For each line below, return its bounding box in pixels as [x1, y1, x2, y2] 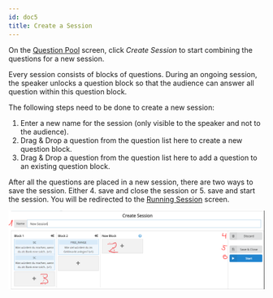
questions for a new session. [8, 54, 105, 63]
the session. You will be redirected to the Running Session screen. [8, 194, 230, 204]
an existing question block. [19, 161, 110, 171]
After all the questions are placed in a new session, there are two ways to [8, 177, 253, 187]
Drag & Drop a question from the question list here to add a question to [19, 153, 258, 162]
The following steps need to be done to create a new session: [8, 102, 215, 112]
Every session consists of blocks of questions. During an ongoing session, [8, 69, 258, 79]
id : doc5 [8, 13, 38, 21]
